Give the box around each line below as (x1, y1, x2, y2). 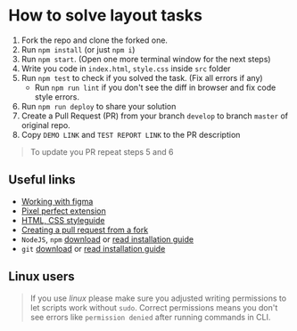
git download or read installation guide (21, 243, 166, 254)
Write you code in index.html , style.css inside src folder (21, 63, 231, 74)
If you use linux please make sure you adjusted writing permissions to (29, 293, 287, 303)
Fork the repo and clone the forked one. (21, 35, 169, 45)
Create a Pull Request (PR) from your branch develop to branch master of (21, 110, 289, 121)
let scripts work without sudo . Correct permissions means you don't (29, 302, 278, 312)
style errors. (34, 91, 80, 102)
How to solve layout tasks (8, 5, 202, 26)
